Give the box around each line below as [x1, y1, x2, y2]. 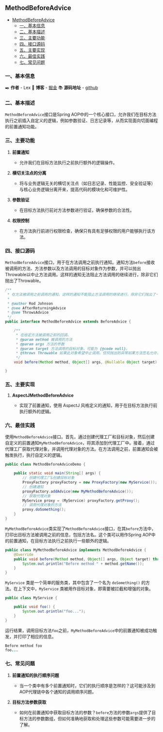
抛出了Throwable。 [5, 278, 44, 284]
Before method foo [5, 643, 42, 648]
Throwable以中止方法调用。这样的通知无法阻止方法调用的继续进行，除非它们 [5, 272, 158, 277]
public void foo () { [14, 605, 55, 610]
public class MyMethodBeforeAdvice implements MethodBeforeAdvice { [5, 548, 147, 552]
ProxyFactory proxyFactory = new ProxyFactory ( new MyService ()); [22, 480, 158, 485]
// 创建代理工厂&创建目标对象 [22, 475, 75, 480]
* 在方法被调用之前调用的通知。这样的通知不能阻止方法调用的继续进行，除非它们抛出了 [7, 292, 156, 297]
